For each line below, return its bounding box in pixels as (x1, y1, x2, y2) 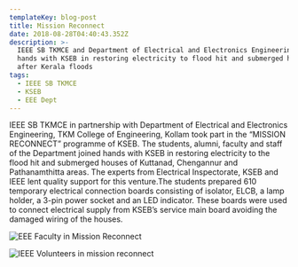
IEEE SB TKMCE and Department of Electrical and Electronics (17, 46, 248, 55)
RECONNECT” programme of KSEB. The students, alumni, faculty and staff (9, 138, 283, 149)
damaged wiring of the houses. (9, 214, 123, 224)
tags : (9, 71, 29, 80)
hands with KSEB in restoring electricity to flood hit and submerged (17, 54, 284, 63)
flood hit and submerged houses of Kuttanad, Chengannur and (9, 157, 239, 169)
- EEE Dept (17, 95, 58, 105)
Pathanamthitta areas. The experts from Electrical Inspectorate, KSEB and (9, 167, 279, 177)
